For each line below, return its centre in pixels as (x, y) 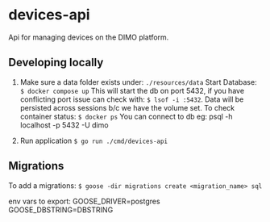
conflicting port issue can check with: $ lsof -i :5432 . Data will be (132, 99)
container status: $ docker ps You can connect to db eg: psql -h (126, 116)
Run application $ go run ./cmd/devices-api (93, 140)
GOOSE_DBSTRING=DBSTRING (61, 209)
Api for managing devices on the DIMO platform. (89, 37)
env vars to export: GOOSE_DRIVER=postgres (84, 201)
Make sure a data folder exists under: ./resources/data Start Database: (138, 82)
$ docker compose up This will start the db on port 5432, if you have (132, 90)
